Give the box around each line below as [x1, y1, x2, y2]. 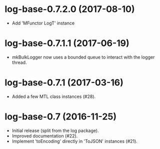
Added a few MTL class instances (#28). [11, 93, 96, 99]
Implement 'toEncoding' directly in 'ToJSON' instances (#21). [11, 138, 138, 144]
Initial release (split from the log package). [11, 127, 99, 133]
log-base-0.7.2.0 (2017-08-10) [4, 3, 135, 15]
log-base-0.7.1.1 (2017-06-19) [4, 37, 129, 49]
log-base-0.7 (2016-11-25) [4, 111, 117, 122]
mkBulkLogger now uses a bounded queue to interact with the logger [11, 54, 155, 60]
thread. [11, 59, 27, 65]
